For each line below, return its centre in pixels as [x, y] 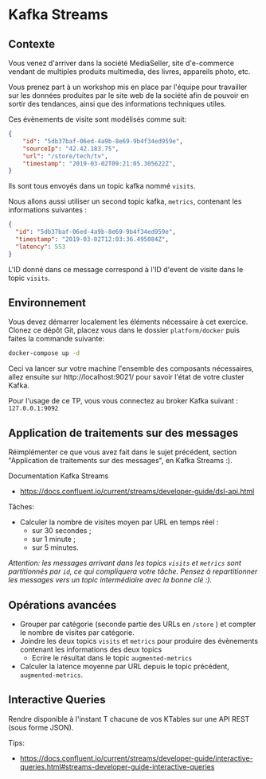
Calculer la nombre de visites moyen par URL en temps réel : [119, 522]
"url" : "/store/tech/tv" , [66, 156]
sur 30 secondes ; [61, 531]
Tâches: [21, 507]
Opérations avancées [63, 605]
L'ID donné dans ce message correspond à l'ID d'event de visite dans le [126, 269]
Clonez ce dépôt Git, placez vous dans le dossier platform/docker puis [124, 330]
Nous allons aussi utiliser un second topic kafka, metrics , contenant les [125, 201]
